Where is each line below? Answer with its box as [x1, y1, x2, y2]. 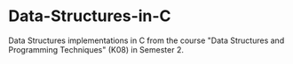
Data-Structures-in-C [8, 6, 171, 26]
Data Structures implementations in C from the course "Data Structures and [8, 35, 285, 46]
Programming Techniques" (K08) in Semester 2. [8, 44, 184, 54]
